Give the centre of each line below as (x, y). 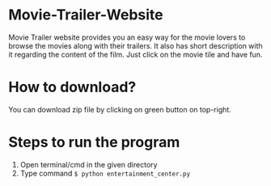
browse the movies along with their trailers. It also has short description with (135, 45)
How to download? (72, 87)
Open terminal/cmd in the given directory (89, 164)
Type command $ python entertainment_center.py (105, 173)
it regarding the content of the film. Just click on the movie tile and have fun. (135, 54)
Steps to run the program (94, 142)
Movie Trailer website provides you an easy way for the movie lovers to (127, 37)
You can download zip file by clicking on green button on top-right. (120, 109)
